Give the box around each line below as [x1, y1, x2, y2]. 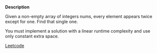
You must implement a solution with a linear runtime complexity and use [5, 28, 151, 34]
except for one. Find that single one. [5, 19, 78, 24]
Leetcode [5, 43, 25, 48]
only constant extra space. [5, 34, 59, 39]
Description [5, 4, 30, 10]
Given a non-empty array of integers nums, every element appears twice [5, 14, 153, 19]
